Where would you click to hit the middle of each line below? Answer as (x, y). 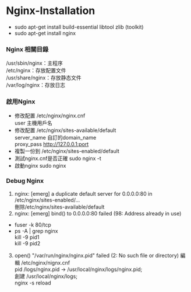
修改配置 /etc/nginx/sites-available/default (65, 130)
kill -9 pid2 (27, 243)
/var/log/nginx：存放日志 (36, 85)
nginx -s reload (33, 283)
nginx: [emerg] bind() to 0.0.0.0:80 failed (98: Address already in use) (98, 213)
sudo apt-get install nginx (45, 33)
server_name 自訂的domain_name (55, 137)
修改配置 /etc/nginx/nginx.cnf (50, 116)
